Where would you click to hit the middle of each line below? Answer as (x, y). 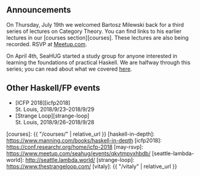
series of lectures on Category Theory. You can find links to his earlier (94, 31)
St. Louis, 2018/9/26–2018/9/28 (55, 122)
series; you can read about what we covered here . (69, 69)
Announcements (39, 10)
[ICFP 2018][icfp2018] (43, 102)
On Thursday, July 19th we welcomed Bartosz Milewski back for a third (95, 24)
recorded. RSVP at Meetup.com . (47, 44)
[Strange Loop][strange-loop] (52, 116)
